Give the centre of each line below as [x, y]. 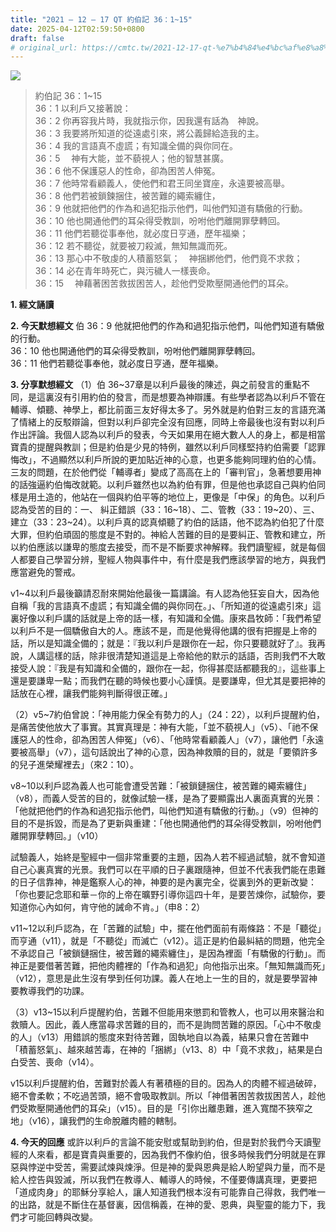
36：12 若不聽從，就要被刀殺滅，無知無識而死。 [133, 246]
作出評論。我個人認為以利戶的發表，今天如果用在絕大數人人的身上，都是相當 [168, 435]
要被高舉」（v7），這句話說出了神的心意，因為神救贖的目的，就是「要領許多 [164, 752]
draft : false [37, 38]
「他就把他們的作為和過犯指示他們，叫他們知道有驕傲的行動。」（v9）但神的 [164, 811]
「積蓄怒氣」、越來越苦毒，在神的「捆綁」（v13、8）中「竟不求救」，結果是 [162, 1050]
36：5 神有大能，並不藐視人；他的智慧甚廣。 [132, 158]
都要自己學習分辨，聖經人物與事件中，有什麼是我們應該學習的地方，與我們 [172, 560]
